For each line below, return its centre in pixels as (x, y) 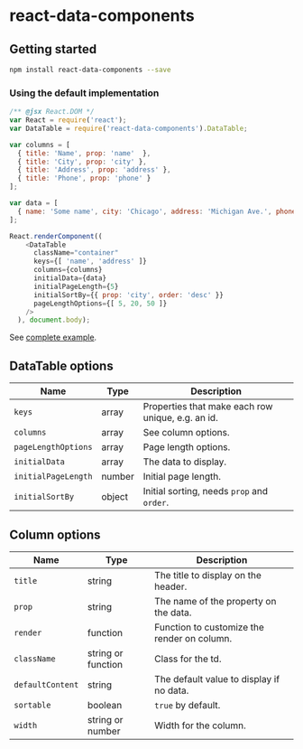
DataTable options (62, 365)
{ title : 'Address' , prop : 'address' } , (94, 170)
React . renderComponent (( (56, 236)
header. (171, 586)
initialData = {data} (69, 278)
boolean (105, 705)
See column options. (186, 433)
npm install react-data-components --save (90, 70)
